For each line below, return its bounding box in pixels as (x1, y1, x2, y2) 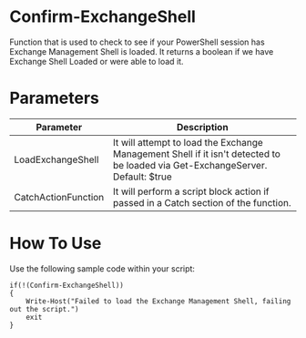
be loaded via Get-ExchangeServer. (112, 159, 268, 171)
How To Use (9, 233, 102, 254)
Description (176, 120, 229, 133)
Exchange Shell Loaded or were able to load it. (9, 56, 184, 67)
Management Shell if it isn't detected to (112, 148, 280, 160)
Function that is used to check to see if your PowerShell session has (9, 36, 266, 47)
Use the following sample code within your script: (9, 262, 196, 274)
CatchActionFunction (14, 190, 105, 203)
